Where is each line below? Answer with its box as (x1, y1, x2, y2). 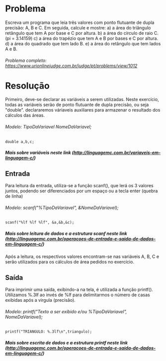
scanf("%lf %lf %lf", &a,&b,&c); (5, 220, 75, 225)
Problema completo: (5, 57, 47, 63)
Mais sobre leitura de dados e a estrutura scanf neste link (5, 230, 128, 237)
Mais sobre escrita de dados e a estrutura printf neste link (5, 340, 128, 346)
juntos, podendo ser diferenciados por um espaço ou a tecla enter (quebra (5, 188, 158, 194)
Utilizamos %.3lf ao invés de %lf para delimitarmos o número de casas (5, 292, 150, 298)
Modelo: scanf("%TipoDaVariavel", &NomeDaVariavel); (5, 205, 119, 211)
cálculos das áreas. (5, 113, 45, 119)
